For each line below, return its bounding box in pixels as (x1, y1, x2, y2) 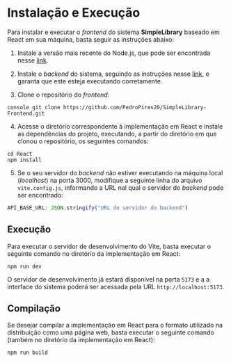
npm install (7, 156, 42, 163)
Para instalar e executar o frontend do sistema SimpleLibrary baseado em (7, 28, 221, 36)
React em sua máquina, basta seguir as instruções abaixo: (7, 35, 175, 43)
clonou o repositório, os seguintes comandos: (17, 137, 149, 145)
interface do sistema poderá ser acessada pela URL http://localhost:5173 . (7, 282, 225, 291)
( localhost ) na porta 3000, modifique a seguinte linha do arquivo (17, 176, 202, 184)
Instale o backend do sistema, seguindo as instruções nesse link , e (17, 70, 210, 78)
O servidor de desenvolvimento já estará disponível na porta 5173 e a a (7, 275, 210, 283)
